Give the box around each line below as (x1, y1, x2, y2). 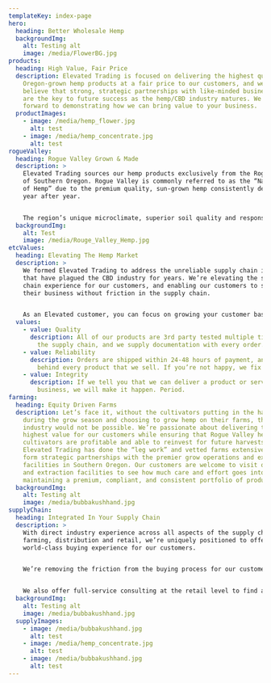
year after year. (23, 192, 81, 200)
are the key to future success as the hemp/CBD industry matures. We (23, 95, 262, 103)
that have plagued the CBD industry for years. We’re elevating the (23, 274, 258, 282)
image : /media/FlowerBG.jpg (23, 49, 117, 57)
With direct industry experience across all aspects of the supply (23, 529, 254, 537)
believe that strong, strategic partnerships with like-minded (23, 86, 240, 95)
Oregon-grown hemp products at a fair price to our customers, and (23, 79, 254, 87)
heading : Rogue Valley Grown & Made (15, 154, 139, 162)
